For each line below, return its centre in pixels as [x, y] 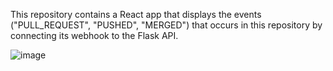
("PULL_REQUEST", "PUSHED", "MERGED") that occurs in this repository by [166, 25]
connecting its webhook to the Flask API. [94, 35]
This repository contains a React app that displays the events [136, 14]
